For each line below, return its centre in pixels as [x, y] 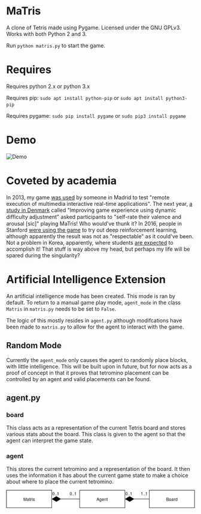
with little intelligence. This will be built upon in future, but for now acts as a [99, 366]
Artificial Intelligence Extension [86, 279]
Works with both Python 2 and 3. [47, 34]
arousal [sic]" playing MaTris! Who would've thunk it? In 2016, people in [94, 223]
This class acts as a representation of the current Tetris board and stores [96, 428]
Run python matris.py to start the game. [56, 45]
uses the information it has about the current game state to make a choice [97, 475]
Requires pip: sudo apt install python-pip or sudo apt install [85, 98]
